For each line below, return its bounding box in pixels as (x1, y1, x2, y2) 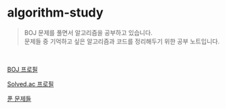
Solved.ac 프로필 (7, 79, 54, 88)
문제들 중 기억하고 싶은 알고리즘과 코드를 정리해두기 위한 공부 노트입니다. (23, 37, 220, 46)
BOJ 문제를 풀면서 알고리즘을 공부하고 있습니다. (23, 28, 153, 37)
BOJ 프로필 (7, 65, 38, 73)
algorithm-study (7, 5, 104, 21)
